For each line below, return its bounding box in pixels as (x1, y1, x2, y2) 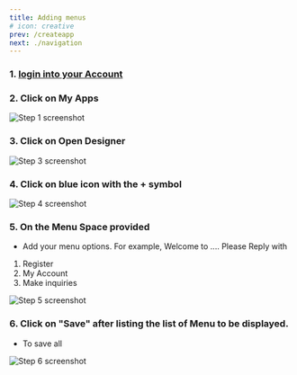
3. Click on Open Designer (9, 135, 126, 147)
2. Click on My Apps (9, 92, 99, 104)
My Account (22, 268, 68, 279)
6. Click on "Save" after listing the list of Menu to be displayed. (9, 317, 290, 330)
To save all (22, 338, 63, 349)
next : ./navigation (9, 38, 83, 48)
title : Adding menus (9, 13, 87, 22)
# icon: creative (9, 22, 75, 31)
